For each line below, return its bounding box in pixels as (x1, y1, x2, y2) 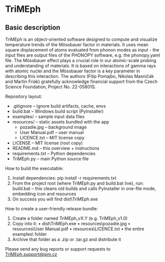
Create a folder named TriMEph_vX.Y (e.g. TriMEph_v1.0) (12, 215, 128, 221)
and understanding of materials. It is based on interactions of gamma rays (5, 63, 156, 68)
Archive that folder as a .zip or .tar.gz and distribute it (12, 237, 121, 242)
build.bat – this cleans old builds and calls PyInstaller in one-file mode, (12, 186, 156, 192)
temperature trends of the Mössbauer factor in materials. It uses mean (5, 42, 149, 48)
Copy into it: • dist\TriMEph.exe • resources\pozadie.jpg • (12, 221, 131, 226)
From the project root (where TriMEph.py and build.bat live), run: (12, 180, 144, 186)
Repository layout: (5, 93, 42, 99)
